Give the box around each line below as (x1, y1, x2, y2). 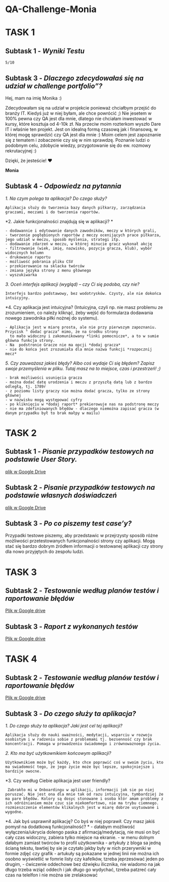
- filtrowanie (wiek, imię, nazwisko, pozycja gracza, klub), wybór (5, 246, 152, 251)
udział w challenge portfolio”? (5, 82, 102, 90)
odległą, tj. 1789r (5, 384, 46, 389)
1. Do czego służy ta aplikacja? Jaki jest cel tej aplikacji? (5, 723, 123, 729)
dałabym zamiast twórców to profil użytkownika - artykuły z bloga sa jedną (5, 840, 161, 846)
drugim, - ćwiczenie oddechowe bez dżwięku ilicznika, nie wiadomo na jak (5, 861, 160, 867)
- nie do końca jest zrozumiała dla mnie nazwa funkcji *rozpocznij (5, 347, 152, 352)
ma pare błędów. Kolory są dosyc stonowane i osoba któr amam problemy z (5, 796, 164, 801)
